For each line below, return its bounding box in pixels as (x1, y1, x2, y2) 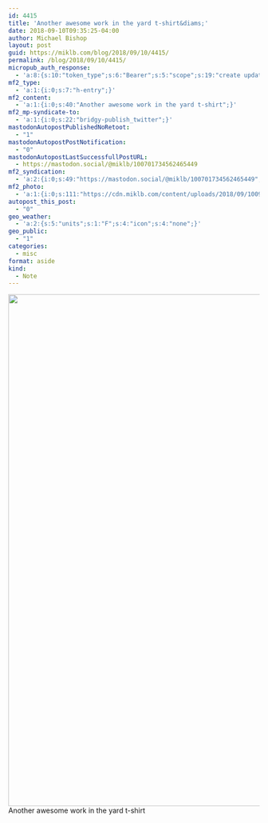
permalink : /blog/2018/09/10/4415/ (8, 57, 127, 65)
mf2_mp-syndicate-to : (8, 109, 81, 117)
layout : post (8, 42, 52, 50)
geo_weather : (8, 213, 52, 221)
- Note (15, 272, 37, 280)
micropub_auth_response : (8, 64, 91, 72)
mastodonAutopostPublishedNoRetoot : (8, 123, 130, 131)
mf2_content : (8, 94, 52, 102)
